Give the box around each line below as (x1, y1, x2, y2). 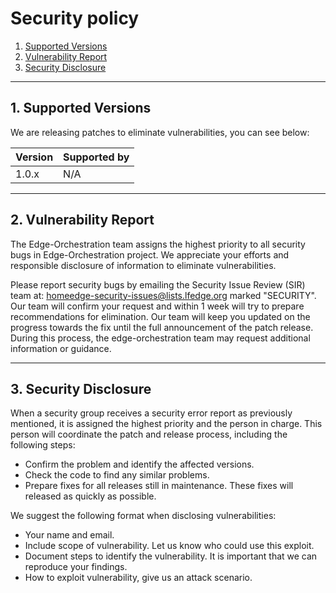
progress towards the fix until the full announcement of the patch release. (10, 321, 314, 333)
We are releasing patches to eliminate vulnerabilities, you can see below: (10, 126, 310, 138)
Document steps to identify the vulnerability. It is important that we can (24, 550, 318, 562)
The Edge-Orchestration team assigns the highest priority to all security (10, 238, 306, 250)
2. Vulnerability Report (10, 212, 155, 229)
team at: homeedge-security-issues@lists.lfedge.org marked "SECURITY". (10, 289, 317, 301)
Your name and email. (24, 529, 115, 541)
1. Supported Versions (10, 100, 152, 117)
